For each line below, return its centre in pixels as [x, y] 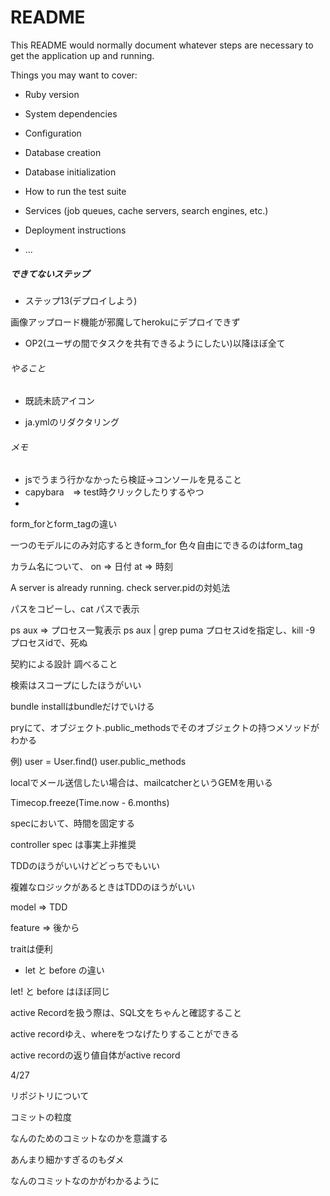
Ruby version [52, 94]
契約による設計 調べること [64, 664]
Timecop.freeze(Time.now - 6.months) [90, 803]
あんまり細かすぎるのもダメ [67, 1160]
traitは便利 [31, 949]
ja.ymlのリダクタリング [72, 422]
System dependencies [71, 113]
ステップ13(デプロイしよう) [81, 300]
